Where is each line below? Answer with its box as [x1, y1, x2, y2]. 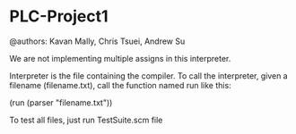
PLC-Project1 [9, 6, 109, 27]
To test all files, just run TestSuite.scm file [9, 114, 163, 125]
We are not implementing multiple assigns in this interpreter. [9, 53, 231, 63]
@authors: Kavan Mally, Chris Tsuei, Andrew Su [9, 36, 186, 46]
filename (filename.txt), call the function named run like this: [9, 80, 231, 90]
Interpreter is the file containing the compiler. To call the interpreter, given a [9, 70, 289, 81]
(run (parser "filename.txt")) [9, 96, 113, 108]
